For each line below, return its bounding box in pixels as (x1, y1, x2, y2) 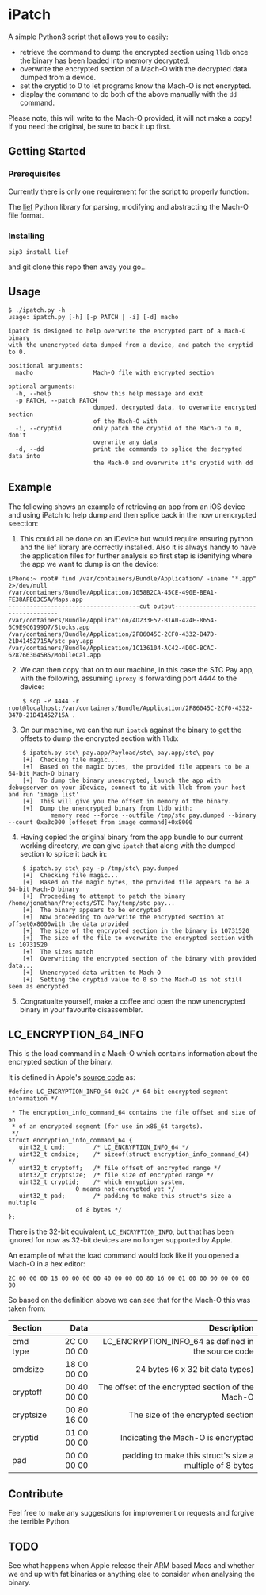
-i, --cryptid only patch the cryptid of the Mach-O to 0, (15, 424, 243, 432)
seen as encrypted (8, 982, 69, 990)
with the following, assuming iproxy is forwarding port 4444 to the (19, 673, 237, 683)
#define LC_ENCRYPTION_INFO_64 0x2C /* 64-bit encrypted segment (8, 1088, 228, 1096)
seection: (8, 518, 39, 528)
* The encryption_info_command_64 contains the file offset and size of (11, 1109, 257, 1117)
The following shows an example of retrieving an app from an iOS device (8, 502, 245, 511)
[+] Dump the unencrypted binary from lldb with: (22, 804, 193, 812)
